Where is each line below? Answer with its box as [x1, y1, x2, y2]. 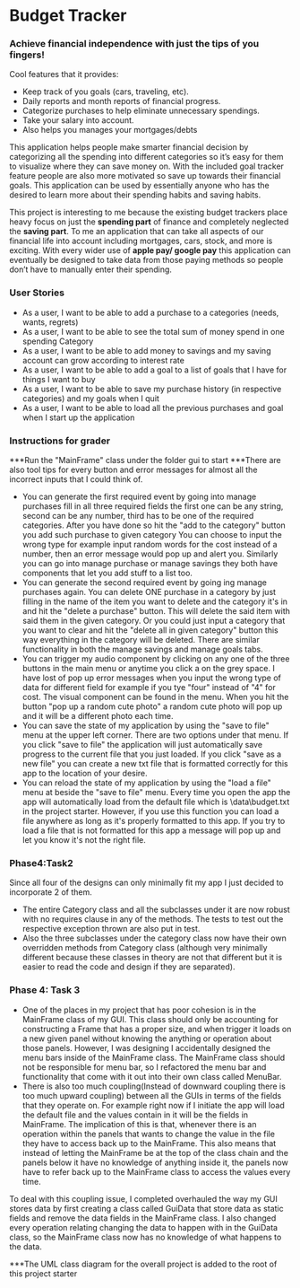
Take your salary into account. [21, 115, 134, 126]
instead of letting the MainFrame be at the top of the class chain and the [21, 1147, 289, 1158]
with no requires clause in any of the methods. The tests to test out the [21, 914, 284, 924]
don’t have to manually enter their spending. [9, 264, 173, 275]
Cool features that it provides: [9, 69, 119, 80]
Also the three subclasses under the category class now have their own [21, 933, 287, 943]
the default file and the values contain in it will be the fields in [21, 1109, 249, 1120]
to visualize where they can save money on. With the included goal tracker [9, 161, 285, 171]
